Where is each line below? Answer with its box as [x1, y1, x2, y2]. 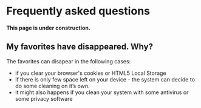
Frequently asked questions [6, 4, 151, 18]
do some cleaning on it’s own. [15, 82, 90, 89]
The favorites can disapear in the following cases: [6, 57, 131, 65]
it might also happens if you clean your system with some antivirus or [15, 89, 189, 96]
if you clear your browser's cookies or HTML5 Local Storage [15, 69, 166, 77]
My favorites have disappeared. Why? [6, 42, 154, 52]
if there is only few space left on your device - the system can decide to [15, 75, 196, 83]
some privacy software [15, 95, 73, 102]
